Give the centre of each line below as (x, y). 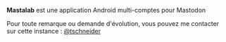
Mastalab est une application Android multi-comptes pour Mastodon (106, 10)
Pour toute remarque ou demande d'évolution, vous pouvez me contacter (113, 23)
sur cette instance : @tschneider (54, 31)
